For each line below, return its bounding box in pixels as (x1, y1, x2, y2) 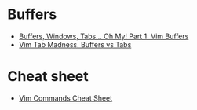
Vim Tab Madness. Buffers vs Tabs (18, 39, 132, 49)
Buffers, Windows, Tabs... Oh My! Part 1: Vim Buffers (18, 31, 189, 41)
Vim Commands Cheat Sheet (18, 93, 113, 103)
